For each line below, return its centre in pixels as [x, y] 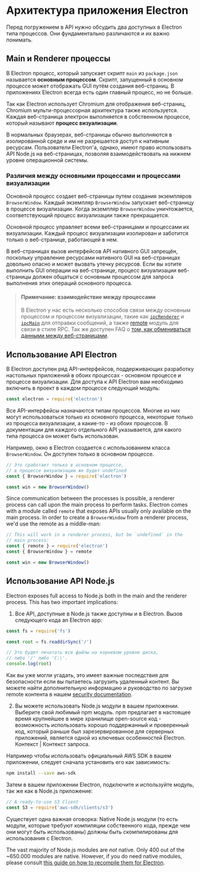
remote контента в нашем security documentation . [70, 694]
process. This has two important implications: [62, 602]
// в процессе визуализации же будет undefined [67, 470]
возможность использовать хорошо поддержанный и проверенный [102, 725]
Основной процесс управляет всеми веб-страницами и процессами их [98, 227]
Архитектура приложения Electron [97, 10]
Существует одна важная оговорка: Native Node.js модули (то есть [92, 819]
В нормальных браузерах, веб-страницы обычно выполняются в [89, 134]
